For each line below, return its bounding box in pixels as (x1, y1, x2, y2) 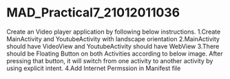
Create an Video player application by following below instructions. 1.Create (6, 27, 221, 36)
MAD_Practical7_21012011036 (6, 5, 180, 21)
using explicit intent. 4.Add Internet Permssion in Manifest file (6, 64, 181, 72)
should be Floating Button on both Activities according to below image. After (6, 49, 223, 58)
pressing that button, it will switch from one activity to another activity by (6, 56, 213, 65)
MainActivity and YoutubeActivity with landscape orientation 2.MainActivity (6, 34, 220, 43)
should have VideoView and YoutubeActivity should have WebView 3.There (6, 42, 220, 50)
